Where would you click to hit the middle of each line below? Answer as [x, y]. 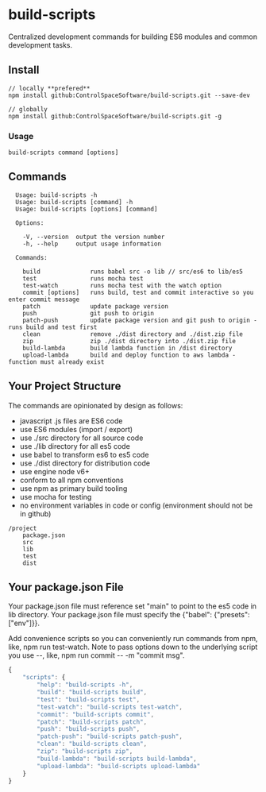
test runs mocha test [83, 278]
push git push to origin [89, 313]
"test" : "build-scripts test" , [89, 699]
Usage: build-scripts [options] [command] [87, 209]
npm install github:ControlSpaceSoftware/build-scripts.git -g [115, 116]
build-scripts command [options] [64, 153]
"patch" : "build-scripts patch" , [92, 722]
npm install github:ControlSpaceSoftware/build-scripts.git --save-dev [129, 95]
